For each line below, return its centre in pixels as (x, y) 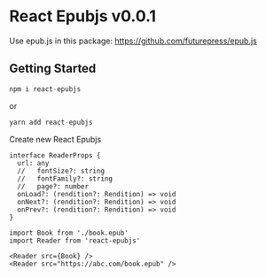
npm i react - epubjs (45, 89)
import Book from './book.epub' (69, 233)
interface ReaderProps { (55, 155)
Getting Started (53, 69)
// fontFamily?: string (65, 179)
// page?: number (53, 186)
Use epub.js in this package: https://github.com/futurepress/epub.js (133, 41)
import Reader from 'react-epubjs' (75, 241)
